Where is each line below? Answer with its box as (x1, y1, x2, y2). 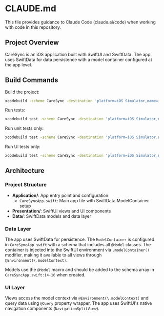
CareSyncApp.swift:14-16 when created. (5, 272, 86, 278)
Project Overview (5, 39, 59, 47)
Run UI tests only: (5, 144, 41, 149)
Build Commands (5, 76, 59, 84)
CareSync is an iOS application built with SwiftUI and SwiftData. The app (5, 51, 151, 57)
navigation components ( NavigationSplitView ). (5, 306, 100, 312)
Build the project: (5, 89, 40, 95)
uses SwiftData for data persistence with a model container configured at (5, 57, 152, 63)
